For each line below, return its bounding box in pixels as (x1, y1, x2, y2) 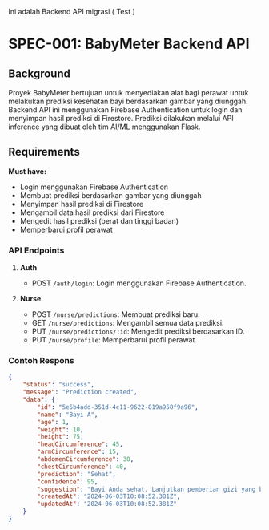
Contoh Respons (8, 355, 74, 366)
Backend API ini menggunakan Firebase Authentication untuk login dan (8, 105, 243, 115)
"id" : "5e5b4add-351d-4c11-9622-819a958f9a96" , (37, 403, 199, 411)
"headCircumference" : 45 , (37, 440, 124, 448)
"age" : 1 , (37, 418, 70, 426)
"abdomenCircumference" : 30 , (37, 455, 134, 463)
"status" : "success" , (22, 381, 94, 389)
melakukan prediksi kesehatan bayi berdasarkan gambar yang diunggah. (8, 96, 248, 106)
